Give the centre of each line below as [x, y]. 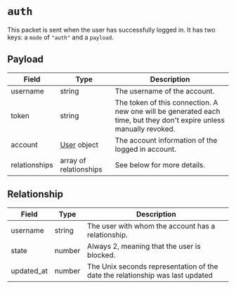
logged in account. [146, 149]
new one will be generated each [168, 111]
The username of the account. [165, 91]
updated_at [29, 271]
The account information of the [166, 140]
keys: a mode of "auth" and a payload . [60, 37]
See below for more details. [160, 165]
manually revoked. [145, 129]
